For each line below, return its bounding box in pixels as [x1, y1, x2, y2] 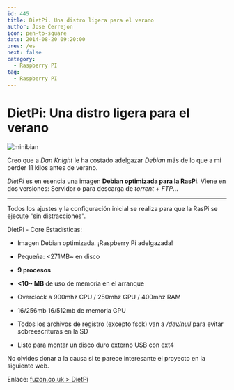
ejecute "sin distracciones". [7, 212, 86, 220]
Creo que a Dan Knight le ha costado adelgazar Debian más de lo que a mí [7, 156, 221, 164]
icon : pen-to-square [7, 29, 68, 37]
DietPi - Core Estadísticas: [7, 226, 82, 234]
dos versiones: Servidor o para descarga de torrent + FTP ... [7, 185, 179, 193]
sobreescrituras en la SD [17, 327, 88, 336]
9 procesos [17, 266, 51, 274]
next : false [7, 49, 42, 56]
